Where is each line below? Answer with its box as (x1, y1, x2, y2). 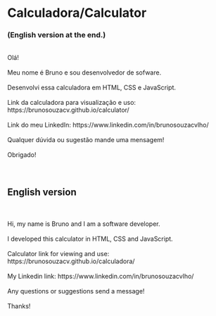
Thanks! (7, 302, 31, 310)
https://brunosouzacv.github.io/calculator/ (7, 106, 130, 114)
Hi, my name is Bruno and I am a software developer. (7, 220, 160, 228)
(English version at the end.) (7, 30, 106, 40)
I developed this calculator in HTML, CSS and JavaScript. (7, 234, 174, 244)
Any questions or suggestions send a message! (7, 287, 145, 296)
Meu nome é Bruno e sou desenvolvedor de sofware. (7, 68, 162, 77)
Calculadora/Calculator (7, 5, 147, 21)
